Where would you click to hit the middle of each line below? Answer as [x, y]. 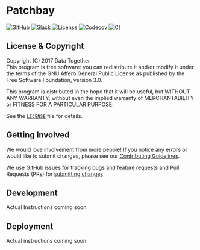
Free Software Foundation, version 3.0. [55, 80]
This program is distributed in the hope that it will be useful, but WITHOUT [98, 92]
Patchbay [31, 11]
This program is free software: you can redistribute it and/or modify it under [100, 67]
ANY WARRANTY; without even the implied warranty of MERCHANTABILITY [100, 98]
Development [32, 192]
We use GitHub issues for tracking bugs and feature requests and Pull [93, 167]
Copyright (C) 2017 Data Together [48, 60]
